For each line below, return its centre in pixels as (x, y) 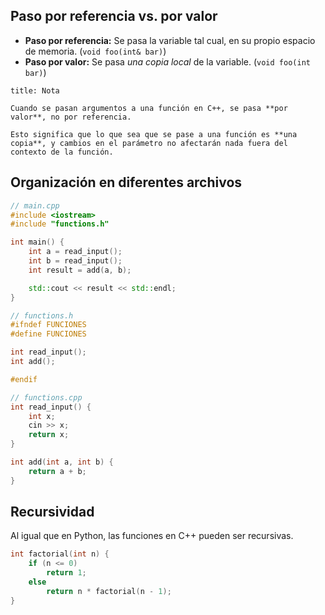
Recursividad (52, 512)
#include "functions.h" (60, 224)
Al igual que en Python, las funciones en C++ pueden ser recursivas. (152, 536)
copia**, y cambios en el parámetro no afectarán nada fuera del (149, 143)
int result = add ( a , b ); (80, 270)
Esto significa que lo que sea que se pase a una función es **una (154, 134)
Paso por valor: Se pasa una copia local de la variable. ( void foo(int (167, 61)
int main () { (37, 242)
